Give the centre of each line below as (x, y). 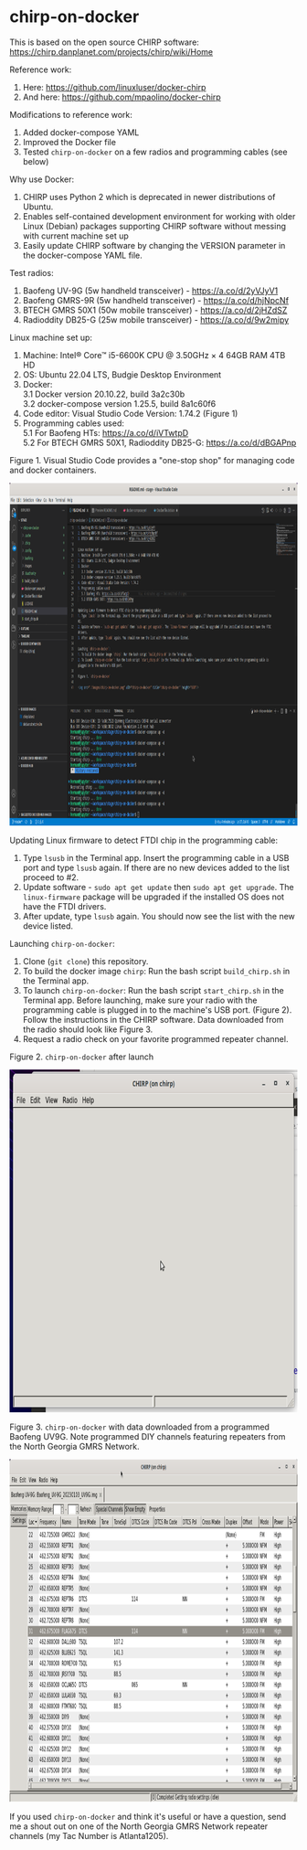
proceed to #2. (51, 877)
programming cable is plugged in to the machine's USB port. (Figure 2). (157, 1010)
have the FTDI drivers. (64, 906)
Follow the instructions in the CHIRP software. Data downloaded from (153, 1019)
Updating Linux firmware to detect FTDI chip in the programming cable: (144, 840)
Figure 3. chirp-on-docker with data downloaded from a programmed (139, 1427)
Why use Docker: (42, 179)
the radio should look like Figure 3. (88, 1029)
